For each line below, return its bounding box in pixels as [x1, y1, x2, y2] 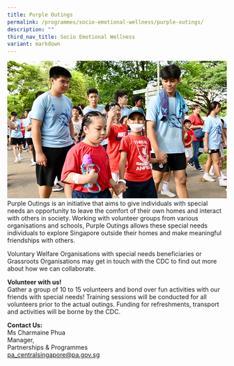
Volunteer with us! [7, 278, 62, 286]
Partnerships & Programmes [7, 343, 88, 351]
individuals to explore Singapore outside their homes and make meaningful [7, 229, 221, 237]
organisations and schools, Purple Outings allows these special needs [7, 221, 208, 230]
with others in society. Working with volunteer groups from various [7, 214, 198, 222]
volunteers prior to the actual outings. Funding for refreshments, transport [7, 300, 219, 308]
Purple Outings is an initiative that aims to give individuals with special [7, 199, 208, 207]
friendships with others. [7, 237, 75, 244]
